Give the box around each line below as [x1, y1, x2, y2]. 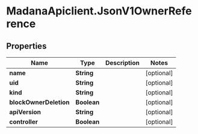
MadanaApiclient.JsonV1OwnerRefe [6, 4, 192, 18]
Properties [6, 41, 47, 51]
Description [105, 59, 140, 67]
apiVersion [9, 108, 41, 116]
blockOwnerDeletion [9, 98, 70, 106]
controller [9, 118, 38, 126]
